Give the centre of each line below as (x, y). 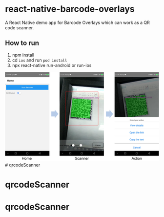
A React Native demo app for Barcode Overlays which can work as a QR (78, 22)
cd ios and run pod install (40, 60)
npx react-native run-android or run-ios (52, 65)
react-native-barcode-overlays (70, 9)
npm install (23, 55)
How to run (22, 43)
